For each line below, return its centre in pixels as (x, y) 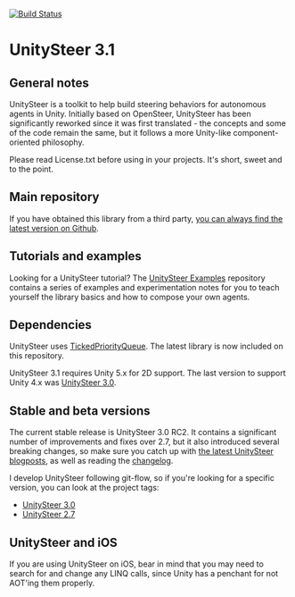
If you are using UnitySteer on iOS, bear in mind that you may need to (137, 564)
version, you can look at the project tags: (84, 488)
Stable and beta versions (80, 411)
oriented (25, 142)
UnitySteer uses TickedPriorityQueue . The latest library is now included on (146, 346)
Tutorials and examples (76, 256)
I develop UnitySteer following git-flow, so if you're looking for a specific (142, 478)
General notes (49, 83)
